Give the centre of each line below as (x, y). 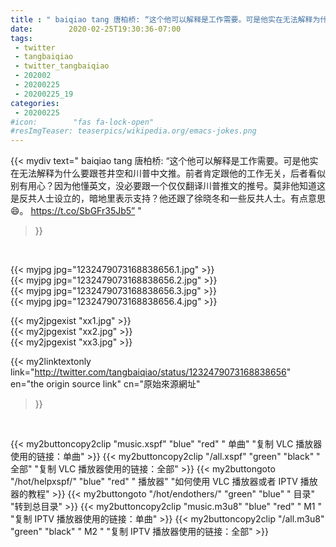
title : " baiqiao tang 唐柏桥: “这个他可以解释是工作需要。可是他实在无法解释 (161, 19)
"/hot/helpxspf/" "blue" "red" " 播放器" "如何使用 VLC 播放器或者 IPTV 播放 (164, 482)
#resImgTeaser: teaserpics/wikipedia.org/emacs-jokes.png (133, 131)
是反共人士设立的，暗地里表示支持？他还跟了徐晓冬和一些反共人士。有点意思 (168, 198)
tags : (21, 38)
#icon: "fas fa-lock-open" (82, 122)
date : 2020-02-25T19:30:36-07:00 (96, 29)
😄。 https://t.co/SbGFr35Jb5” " (76, 211)
